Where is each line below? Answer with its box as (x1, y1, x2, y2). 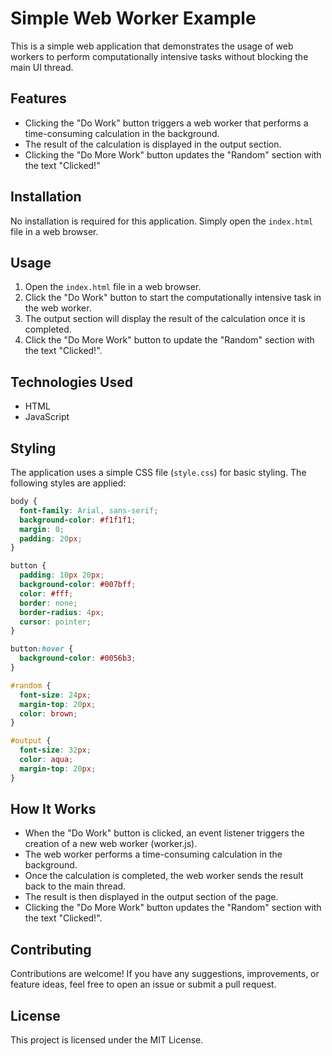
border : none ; (19, 598, 78, 608)
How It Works (10, 801, 97, 818)
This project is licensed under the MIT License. (10, 1034, 204, 1046)
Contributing (10, 941, 92, 958)
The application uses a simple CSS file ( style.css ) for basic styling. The (10, 467, 307, 478)
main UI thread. (10, 61, 74, 73)
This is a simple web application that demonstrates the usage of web (10, 40, 294, 52)
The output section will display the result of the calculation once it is (24, 313, 306, 325)
